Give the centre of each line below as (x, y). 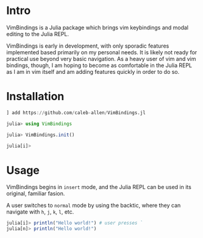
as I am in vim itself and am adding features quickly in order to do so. (93, 71)
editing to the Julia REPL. (37, 34)
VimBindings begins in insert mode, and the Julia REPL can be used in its (99, 187)
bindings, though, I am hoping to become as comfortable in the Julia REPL (99, 65)
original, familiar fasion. (36, 193)
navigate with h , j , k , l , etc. (40, 212)
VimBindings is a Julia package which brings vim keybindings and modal (98, 27)
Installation (35, 97)
